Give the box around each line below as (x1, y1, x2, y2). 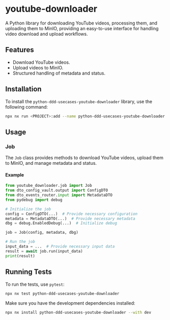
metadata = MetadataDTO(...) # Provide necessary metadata (5, 216, 136, 221)
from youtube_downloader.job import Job (5, 183, 93, 188)
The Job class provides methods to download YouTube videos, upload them (5, 155, 164, 161)
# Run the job (5, 239, 36, 244)
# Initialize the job (5, 206, 51, 212)
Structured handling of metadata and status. (12, 70, 106, 76)
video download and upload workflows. (5, 31, 88, 37)
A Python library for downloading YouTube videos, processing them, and (5, 20, 158, 26)
